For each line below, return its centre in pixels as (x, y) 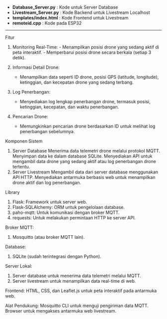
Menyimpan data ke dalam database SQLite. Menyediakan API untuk (82, 156)
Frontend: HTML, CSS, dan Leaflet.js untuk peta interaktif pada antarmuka (81, 291)
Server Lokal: (19, 266)
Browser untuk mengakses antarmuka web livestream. (61, 311)
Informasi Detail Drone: (36, 67)
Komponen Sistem (24, 141)
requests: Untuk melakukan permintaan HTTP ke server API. (74, 218)
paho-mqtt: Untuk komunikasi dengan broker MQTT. (66, 212)
